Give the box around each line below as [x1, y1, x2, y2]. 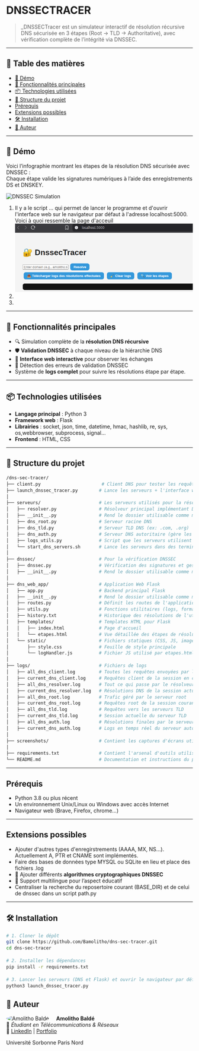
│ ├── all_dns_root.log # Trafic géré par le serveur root [6, 694, 187, 700]
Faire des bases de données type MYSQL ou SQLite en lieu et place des [14, 858, 191, 865]
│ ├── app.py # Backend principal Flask [6, 587, 166, 594]
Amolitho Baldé [56, 1015, 95, 1022]
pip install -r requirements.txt [6, 964, 89, 970]
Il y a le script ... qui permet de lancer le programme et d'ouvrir [14, 204, 168, 211]
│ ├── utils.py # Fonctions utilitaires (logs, [6, 606, 179, 612]
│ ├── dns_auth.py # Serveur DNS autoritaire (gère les [6, 531, 192, 537]
